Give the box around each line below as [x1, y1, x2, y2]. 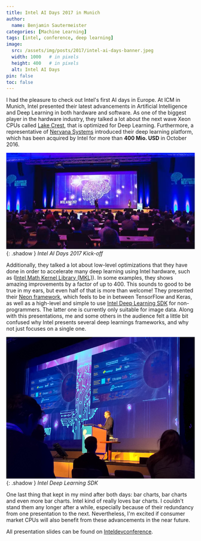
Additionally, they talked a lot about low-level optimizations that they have [6, 261, 188, 268]
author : [6, 16, 26, 22]
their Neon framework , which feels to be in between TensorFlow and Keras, [6, 293, 193, 300]
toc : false [6, 79, 33, 85]
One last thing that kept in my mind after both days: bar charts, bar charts [6, 491, 187, 498]
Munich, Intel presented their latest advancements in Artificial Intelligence [6, 102, 187, 110]
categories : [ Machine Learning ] [6, 29, 87, 35]
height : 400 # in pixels [11, 60, 79, 66]
